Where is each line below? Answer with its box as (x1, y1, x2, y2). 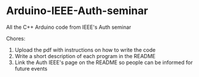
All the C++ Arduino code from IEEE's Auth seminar (6, 24, 131, 31)
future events (14, 65, 48, 72)
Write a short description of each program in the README (14, 52, 156, 59)
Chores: (6, 35, 25, 42)
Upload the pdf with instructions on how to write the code (14, 46, 156, 53)
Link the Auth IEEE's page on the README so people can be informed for (14, 59, 193, 66)
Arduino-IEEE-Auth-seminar (6, 4, 148, 18)
